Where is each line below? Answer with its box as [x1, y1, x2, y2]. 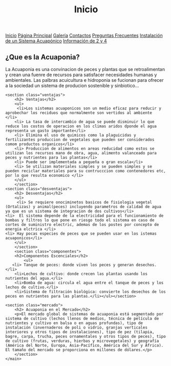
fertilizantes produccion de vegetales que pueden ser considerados [5, 137, 155, 142]
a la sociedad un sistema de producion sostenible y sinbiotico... [5, 83, 139, 88]
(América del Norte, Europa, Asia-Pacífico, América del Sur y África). [5, 343, 164, 348]
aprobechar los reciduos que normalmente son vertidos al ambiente [5, 110, 153, 116]
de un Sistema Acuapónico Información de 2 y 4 [5, 38, 108, 44]
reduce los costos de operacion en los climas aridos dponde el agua [5, 124, 157, 129]
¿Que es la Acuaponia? [5, 53, 80, 61]
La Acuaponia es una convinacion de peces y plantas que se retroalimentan [5, 66, 165, 72]
